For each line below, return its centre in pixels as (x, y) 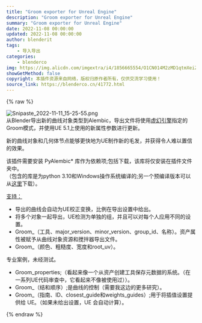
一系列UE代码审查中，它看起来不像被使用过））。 (74, 280)
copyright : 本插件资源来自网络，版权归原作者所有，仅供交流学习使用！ (84, 79)
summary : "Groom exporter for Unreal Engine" (64, 23)
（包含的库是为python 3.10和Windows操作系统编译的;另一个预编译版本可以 (99, 176)
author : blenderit (29, 40)
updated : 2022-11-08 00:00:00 (44, 34)
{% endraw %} (25, 314)
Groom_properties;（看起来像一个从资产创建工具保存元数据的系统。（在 (103, 272)
